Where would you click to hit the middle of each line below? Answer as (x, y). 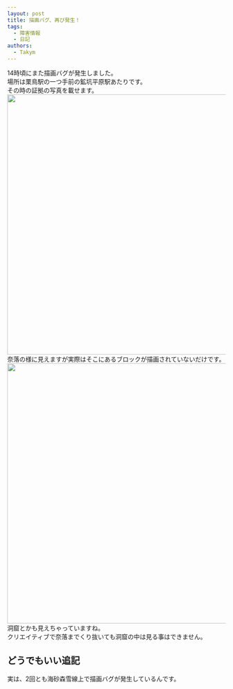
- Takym (25, 53)
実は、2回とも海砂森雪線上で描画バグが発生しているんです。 (94, 679)
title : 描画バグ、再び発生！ (44, 20)
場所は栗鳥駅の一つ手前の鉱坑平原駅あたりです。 (77, 81)
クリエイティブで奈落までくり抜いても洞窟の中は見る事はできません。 (107, 636)
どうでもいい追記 (44, 661)
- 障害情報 (27, 33)
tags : (15, 26)
